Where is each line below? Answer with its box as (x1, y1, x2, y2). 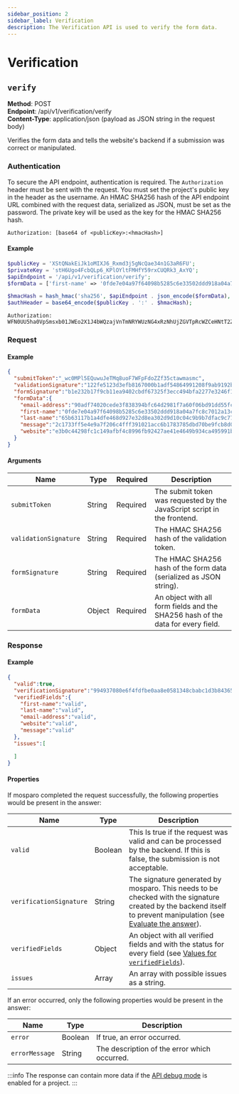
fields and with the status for (129, 939, 224, 949)
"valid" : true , (14, 680, 55, 688)
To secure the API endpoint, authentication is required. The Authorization (7, 177, 224, 186)
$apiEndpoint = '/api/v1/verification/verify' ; (7, 273, 152, 280)
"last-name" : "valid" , (20, 707, 84, 714)
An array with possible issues (129, 969, 227, 979)
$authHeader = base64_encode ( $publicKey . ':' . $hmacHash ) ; (7, 300, 193, 307)
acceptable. (129, 863, 169, 873)
